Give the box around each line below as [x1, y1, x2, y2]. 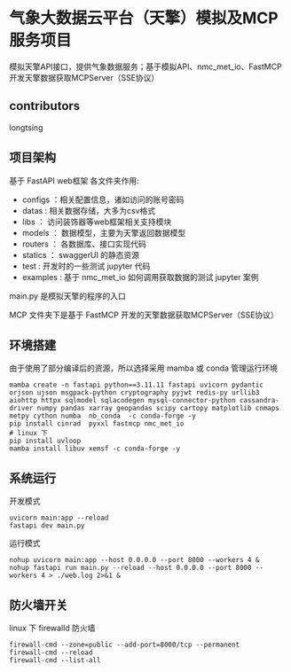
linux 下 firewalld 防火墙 [9, 622, 96, 633]
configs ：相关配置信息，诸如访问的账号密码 [21, 194, 185, 205]
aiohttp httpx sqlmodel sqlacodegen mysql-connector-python [9, 396, 237, 405]
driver [9, 404, 34, 413]
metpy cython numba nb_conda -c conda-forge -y [9, 411, 197, 421]
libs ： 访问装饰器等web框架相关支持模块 [21, 216, 172, 227]
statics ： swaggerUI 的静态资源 [21, 249, 140, 260]
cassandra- [239, 396, 279, 405]
